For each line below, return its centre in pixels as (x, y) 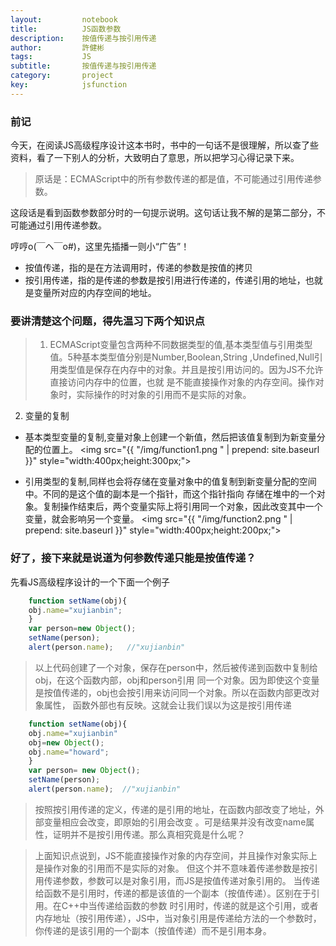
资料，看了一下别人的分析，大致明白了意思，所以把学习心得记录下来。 (155, 158)
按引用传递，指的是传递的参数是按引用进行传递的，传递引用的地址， (165, 280)
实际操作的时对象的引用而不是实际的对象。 (164, 395)
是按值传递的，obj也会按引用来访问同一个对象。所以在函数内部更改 (173, 692)
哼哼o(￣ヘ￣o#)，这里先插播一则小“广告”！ (100, 247)
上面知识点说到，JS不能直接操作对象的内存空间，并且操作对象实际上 (176, 855)
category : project (62, 76)
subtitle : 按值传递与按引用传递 (83, 66)
